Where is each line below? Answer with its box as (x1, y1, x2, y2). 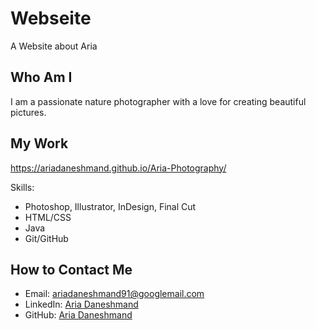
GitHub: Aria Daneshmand (24, 309, 133, 321)
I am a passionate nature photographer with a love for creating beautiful (10, 95, 307, 107)
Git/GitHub (24, 232, 69, 244)
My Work (10, 135, 69, 152)
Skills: (10, 181, 35, 193)
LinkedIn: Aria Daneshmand (24, 298, 139, 311)
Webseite (10, 7, 92, 30)
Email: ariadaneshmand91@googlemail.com (24, 288, 205, 300)
